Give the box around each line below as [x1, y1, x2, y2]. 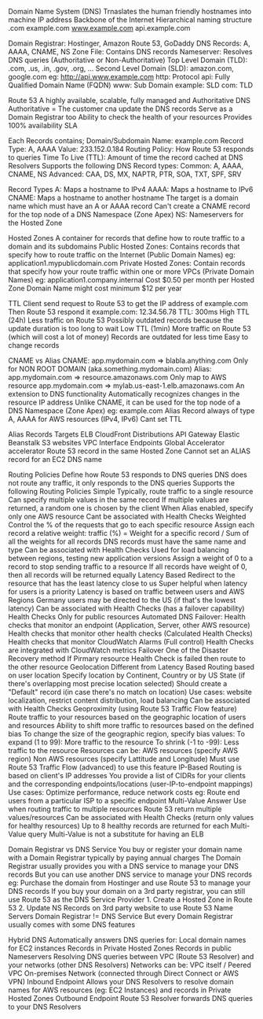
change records [8, 341, 60, 349]
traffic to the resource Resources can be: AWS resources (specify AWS [8, 746, 239, 755]
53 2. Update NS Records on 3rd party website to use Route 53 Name [8, 903, 234, 912]
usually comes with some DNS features [8, 920, 136, 929]
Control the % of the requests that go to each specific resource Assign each [8, 520, 255, 530]
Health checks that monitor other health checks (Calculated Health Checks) [8, 629, 253, 638]
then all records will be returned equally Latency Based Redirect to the [8, 570, 236, 579]
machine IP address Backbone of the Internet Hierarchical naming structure [8, 15, 253, 24]
